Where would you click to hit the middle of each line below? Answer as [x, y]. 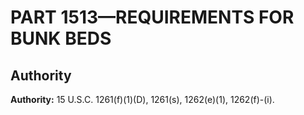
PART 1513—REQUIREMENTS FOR [152, 17]
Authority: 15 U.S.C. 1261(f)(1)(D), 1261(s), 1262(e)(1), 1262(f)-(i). [142, 99]
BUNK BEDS [61, 38]
